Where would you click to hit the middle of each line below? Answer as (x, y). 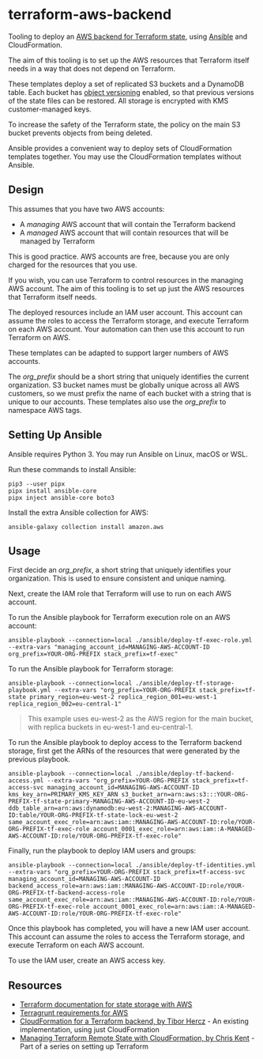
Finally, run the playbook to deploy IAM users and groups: (102, 851)
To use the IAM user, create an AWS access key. (87, 961)
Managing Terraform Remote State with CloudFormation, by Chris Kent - (137, 1038)
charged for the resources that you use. (73, 265)
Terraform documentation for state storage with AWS (106, 1004)
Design (26, 190)
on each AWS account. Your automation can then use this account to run (126, 329)
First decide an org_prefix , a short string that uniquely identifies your (120, 570)
